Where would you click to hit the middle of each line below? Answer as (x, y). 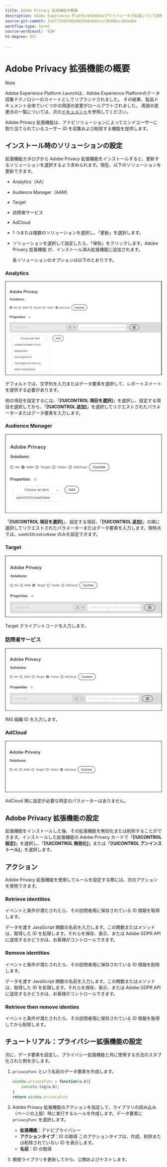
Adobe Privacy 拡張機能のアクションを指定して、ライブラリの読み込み (84, 1107)
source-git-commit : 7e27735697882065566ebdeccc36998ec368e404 (71, 21)
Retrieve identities (28, 899)
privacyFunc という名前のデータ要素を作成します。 (64, 1071)
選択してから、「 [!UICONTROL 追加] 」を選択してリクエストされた (81, 406)
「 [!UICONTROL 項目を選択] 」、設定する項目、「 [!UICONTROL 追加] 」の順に (83, 522)
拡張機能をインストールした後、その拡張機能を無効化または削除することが (81, 831)
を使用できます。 (22, 886)
